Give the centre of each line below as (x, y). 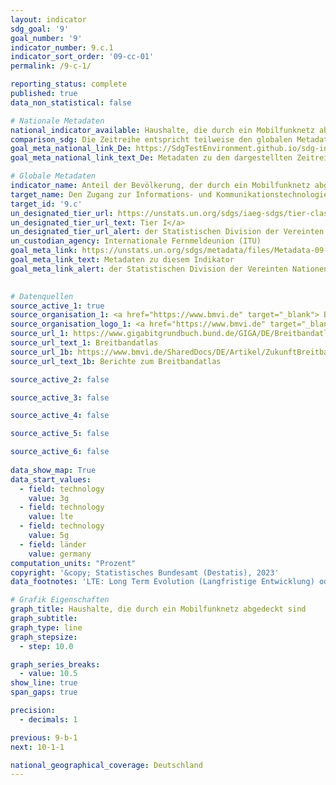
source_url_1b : (42, 352)
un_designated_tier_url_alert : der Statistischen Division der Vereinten (167, 232)
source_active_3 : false (60, 397)
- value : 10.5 (48, 674)
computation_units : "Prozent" (73, 563)
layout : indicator (48, 19)
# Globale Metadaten (53, 176)
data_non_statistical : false (71, 102)
